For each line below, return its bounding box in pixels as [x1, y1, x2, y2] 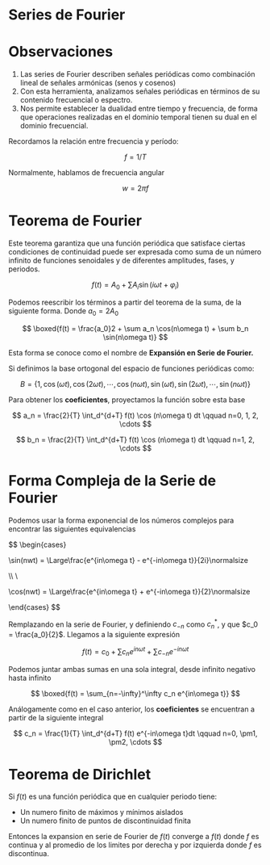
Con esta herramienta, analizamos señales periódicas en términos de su [19, 86, 260, 96]
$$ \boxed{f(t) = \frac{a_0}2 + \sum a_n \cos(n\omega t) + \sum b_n [22, 323, 249, 333]
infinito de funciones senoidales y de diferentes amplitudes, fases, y [8, 256, 235, 266]
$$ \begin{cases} [8, 540, 67, 549]
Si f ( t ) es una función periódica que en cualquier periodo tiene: [8, 792, 218, 801]
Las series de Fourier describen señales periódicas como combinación [19, 69, 255, 79]
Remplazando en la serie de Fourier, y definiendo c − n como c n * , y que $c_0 [8, 618, 258, 631]
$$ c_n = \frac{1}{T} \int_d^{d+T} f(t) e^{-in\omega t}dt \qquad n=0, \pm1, [13, 729, 258, 738]
